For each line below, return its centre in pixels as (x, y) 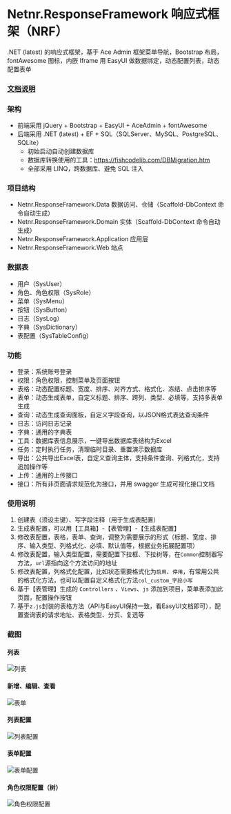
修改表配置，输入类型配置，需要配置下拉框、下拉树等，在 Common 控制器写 (120, 554)
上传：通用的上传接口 (47, 475)
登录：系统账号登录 (44, 372)
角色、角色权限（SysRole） (56, 292)
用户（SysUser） (41, 283)
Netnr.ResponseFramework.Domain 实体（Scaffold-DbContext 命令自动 (119, 222)
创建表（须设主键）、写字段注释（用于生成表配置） (88, 520)
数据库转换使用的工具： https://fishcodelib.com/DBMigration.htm (119, 160)
